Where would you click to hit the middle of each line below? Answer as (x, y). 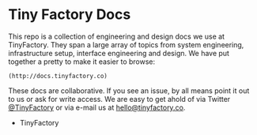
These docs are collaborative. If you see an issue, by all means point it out (129, 90)
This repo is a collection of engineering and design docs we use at (117, 36)
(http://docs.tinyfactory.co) (58, 76)
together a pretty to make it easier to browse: (82, 62)
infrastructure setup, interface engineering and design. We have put (119, 53)
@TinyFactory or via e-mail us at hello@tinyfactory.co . (97, 107)
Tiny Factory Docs (70, 15)
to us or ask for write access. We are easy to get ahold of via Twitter (119, 99)
